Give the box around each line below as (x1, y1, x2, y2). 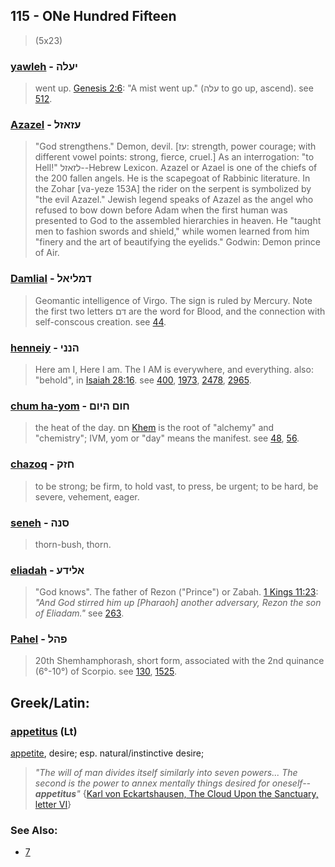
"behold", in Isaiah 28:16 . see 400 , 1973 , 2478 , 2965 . (34, 374, 252, 386)
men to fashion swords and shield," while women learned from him (34, 225, 310, 238)
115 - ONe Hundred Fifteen (10, 8, 177, 25)
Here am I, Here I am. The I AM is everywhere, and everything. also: (34, 364, 314, 375)
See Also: (10, 824, 58, 838)
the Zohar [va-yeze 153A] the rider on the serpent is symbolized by (34, 183, 312, 195)
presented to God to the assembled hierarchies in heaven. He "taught (34, 215, 322, 227)
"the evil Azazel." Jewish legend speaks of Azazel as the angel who (34, 194, 314, 206)
